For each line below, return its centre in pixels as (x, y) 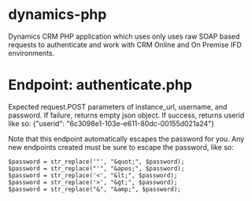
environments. (31, 53)
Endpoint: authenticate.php (100, 85)
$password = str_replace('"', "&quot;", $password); (96, 162)
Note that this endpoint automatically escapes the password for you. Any (126, 139)
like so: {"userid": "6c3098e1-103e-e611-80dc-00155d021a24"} (111, 123)
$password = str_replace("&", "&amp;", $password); (94, 189)
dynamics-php (57, 15)
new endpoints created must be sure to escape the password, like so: (121, 147)
